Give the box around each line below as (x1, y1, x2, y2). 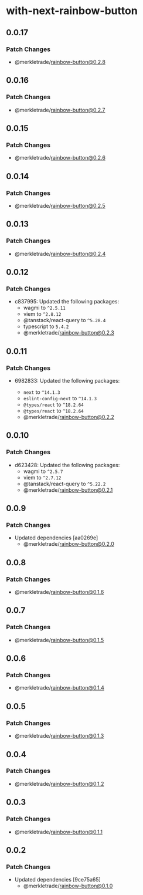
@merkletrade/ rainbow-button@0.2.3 (23, 329, 114, 336)
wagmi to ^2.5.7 (23, 468, 63, 475)
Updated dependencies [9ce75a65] (14, 876, 101, 883)
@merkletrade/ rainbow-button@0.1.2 (14, 780, 104, 787)
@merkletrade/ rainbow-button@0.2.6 (14, 154, 105, 161)
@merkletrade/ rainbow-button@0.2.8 (14, 58, 105, 65)
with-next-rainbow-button (6, 4, 138, 18)
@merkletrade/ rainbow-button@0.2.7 (14, 106, 105, 113)
